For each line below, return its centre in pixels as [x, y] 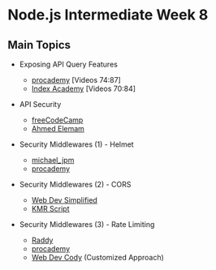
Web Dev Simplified [65, 200]
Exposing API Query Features [69, 64]
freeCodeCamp [57, 120]
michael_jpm [53, 160]
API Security [40, 104]
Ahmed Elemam [58, 129]
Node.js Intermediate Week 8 [108, 15]
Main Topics [39, 45]
